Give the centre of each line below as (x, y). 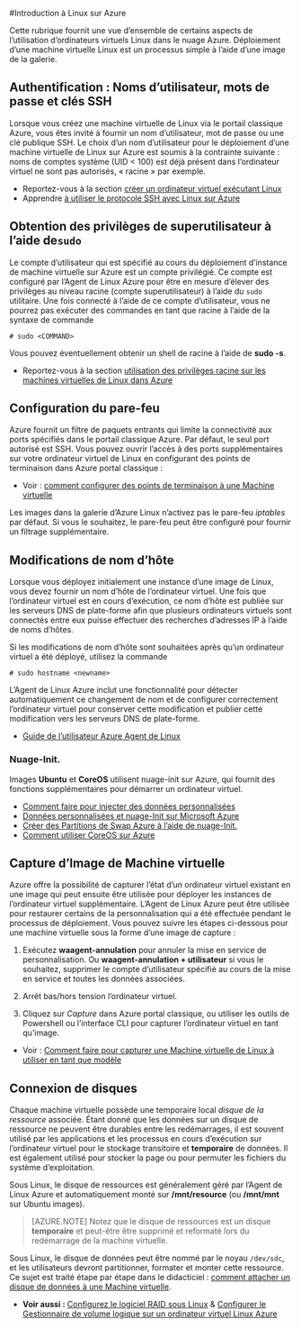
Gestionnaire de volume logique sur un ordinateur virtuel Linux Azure (150, 1314)
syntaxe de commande (52, 320)
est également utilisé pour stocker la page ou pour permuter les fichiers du (148, 1158)
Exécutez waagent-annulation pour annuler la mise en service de (144, 951)
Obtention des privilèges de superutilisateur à (141, 227)
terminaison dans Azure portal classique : (86, 468)
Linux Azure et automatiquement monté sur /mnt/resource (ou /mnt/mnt (145, 1195)
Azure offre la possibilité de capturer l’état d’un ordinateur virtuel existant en (150, 885)
